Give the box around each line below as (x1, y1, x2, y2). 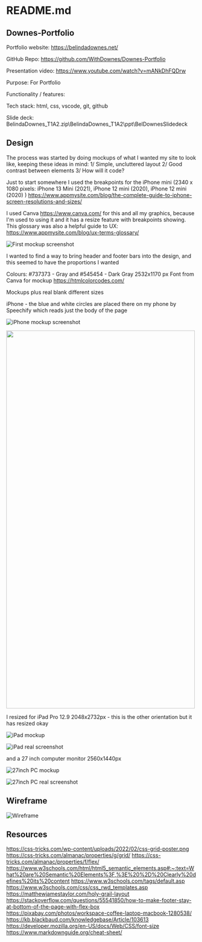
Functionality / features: (6, 91, 65, 97)
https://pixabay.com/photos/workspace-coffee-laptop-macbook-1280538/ (6, 909, 192, 917)
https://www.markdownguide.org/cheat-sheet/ (6, 929, 122, 936)
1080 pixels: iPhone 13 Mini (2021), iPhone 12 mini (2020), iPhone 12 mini (6, 185, 187, 192)
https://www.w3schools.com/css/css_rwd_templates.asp (6, 884, 148, 891)
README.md (6, 4, 72, 18)
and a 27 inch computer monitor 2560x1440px (6, 755, 122, 762)
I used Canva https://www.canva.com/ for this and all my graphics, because (6, 209, 195, 216)
